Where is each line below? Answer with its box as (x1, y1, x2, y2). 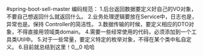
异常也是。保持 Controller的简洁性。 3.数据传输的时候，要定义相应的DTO (6, 21, 189, 27)
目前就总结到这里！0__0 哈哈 (23, 43, 95, 51)
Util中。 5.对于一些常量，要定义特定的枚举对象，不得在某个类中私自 (16, 36, 187, 43)
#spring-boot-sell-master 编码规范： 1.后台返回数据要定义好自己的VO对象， (6, 5, 197, 12)
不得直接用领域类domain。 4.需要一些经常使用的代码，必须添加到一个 (16, 28, 192, 35)
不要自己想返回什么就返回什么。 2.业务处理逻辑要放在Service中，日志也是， (6, 13, 198, 20)
